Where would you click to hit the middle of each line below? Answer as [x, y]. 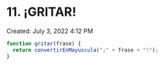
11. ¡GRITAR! [42, 12]
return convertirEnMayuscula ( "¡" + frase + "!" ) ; [85, 50]
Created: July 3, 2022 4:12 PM [50, 31]
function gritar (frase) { [44, 43]
